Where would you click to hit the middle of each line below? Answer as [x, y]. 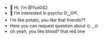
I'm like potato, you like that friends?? [48, 20]
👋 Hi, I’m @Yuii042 [29, 8]
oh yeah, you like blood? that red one [47, 31]
